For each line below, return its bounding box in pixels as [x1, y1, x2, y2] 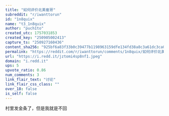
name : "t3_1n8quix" [5, 21, 46, 26]
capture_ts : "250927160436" [5, 40, 64, 45]
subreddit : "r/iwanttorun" [5, 12, 62, 17]
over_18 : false [5, 86, 37, 91]
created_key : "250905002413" [5, 35, 66, 40]
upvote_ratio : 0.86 [5, 68, 46, 73]
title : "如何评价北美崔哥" [5, 7, 56, 12]
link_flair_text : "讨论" [5, 77, 56, 82]
